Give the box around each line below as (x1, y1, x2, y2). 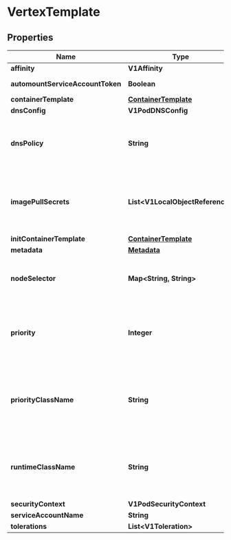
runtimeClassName (10, 462, 76, 472)
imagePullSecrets (10, 197, 70, 207)
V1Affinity (128, 63, 163, 73)
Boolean (128, 79, 156, 88)
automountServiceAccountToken (10, 79, 122, 88)
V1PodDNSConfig (128, 106, 188, 115)
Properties (7, 32, 54, 43)
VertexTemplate (7, 4, 101, 20)
